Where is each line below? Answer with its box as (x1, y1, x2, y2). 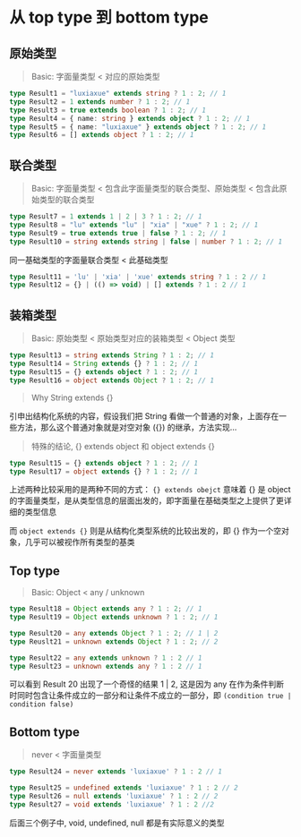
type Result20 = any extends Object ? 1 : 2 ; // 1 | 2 (9, 628, 219, 637)
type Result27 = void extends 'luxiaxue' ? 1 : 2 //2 (9, 799, 215, 809)
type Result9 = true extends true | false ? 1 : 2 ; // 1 (9, 228, 227, 237)
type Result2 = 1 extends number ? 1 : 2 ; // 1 (9, 97, 191, 107)
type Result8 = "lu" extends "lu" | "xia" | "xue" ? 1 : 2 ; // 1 (9, 220, 259, 229)
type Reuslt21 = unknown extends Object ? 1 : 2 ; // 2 (9, 636, 219, 646)
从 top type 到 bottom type (9, 7, 209, 28)
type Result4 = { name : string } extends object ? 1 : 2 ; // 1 (9, 114, 251, 123)
